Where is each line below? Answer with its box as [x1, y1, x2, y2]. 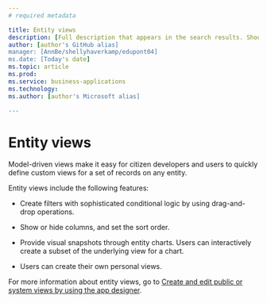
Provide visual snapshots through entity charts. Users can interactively [19, 238, 252, 247]
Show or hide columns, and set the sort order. [19, 223, 170, 232]
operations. [37, 207, 75, 217]
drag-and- [211, 199, 246, 209]
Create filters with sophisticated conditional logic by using [19, 199, 211, 209]
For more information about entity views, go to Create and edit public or [8, 277, 243, 286]
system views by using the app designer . [8, 286, 142, 295]
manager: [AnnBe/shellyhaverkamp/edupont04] [8, 48, 158, 56]
